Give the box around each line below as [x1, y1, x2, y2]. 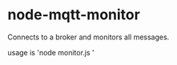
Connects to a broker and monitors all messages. [7, 32, 170, 42]
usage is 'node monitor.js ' [7, 47, 95, 57]
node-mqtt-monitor [7, 6, 141, 24]
